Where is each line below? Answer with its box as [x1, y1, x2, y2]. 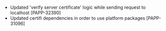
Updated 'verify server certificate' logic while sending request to [10, 5, 146, 10]
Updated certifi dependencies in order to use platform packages [10, 15, 145, 21]
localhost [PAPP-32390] [10, 10, 61, 16]
